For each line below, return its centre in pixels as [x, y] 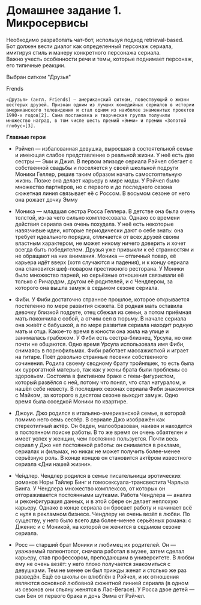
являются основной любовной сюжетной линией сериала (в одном [102, 583]
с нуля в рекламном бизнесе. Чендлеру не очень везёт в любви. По [102, 514]
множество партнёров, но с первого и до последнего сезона [94, 187]
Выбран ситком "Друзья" [39, 77]
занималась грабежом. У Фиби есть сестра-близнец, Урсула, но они [103, 337]
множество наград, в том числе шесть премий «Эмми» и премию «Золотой [96, 121]
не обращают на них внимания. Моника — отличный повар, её [95, 256]
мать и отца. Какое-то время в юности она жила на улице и [92, 331]
